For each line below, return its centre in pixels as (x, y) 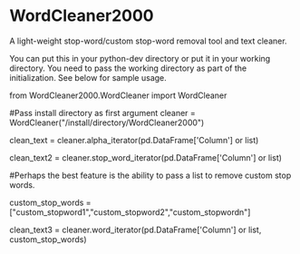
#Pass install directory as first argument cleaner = (103, 112)
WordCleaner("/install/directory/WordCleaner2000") (107, 122)
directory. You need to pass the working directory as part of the (128, 68)
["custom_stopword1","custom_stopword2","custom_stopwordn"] (130, 212)
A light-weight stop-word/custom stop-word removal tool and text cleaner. (148, 41)
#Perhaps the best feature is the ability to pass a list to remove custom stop (150, 175)
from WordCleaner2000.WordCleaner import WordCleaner (118, 95)
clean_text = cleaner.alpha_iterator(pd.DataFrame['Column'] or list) (134, 140)
